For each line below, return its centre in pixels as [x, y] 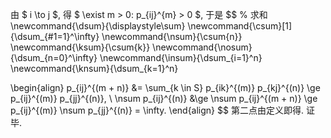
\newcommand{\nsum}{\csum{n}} [172, 36]
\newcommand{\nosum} [202, 47]
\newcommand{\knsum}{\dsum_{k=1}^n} [94, 68]
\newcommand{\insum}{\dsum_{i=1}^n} [181, 57]
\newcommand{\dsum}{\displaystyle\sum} [98, 26]
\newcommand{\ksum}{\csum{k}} [80, 47]
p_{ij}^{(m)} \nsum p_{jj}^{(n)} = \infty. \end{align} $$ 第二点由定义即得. [157, 110]
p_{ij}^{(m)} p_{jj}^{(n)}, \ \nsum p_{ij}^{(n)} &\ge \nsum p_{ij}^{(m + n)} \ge [164, 98]
